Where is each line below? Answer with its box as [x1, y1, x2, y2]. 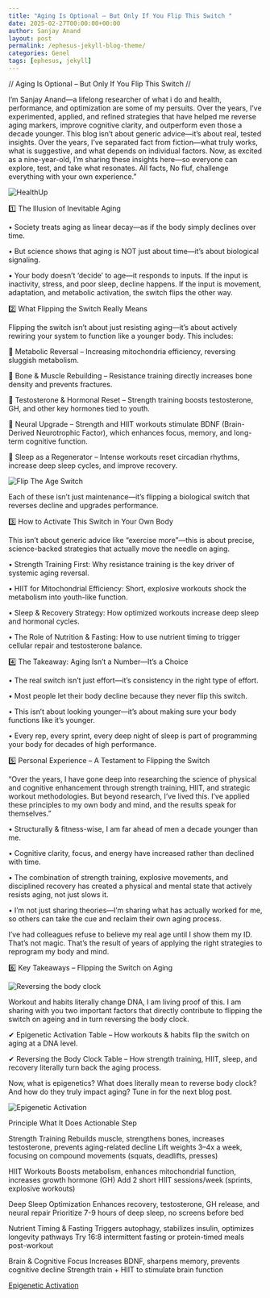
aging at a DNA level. [8, 1038, 78, 1048]
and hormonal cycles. [8, 616, 81, 626]
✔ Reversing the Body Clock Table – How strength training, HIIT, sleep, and [8, 1054, 258, 1063]
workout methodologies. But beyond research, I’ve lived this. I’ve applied [8, 791, 250, 801]
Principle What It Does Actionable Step [8, 1118, 137, 1128]
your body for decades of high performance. [8, 739, 157, 749]
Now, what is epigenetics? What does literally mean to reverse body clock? [8, 1078, 257, 1087]
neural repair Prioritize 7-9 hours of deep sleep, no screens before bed [8, 1208, 244, 1217]
